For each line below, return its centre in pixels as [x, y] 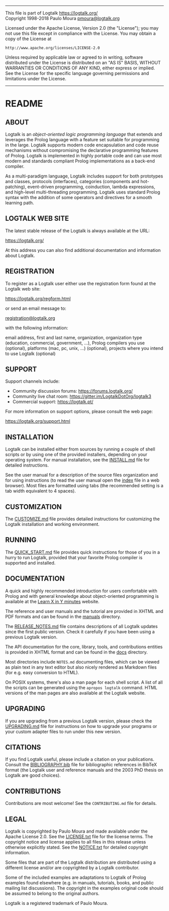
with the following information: [37, 328]
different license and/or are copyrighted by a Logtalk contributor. [72, 867]
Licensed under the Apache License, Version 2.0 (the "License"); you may [82, 28]
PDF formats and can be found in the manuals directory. [63, 616]
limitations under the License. [36, 79]
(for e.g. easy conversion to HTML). [42, 672]
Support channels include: [32, 381]
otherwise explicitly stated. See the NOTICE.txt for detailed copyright [77, 847]
